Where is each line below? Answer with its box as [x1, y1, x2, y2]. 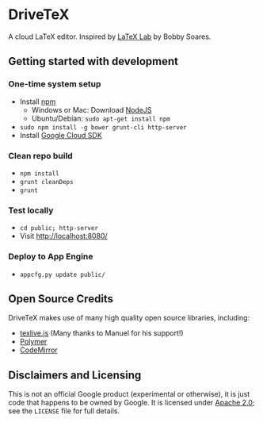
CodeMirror [19, 345, 58, 355]
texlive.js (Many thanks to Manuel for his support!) [19, 328, 184, 338]
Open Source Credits [8, 292, 113, 305]
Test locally [8, 205, 54, 216]
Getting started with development [8, 55, 179, 68]
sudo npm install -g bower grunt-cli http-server [19, 123, 188, 132]
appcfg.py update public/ [19, 270, 105, 278]
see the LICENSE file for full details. [8, 406, 120, 416]
